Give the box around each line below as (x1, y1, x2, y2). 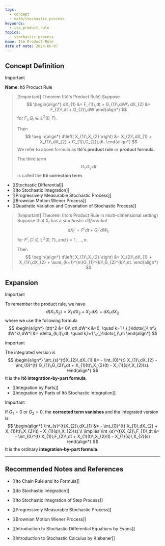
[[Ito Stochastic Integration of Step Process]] (12, 497, 103, 503)
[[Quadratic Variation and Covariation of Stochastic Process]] (12, 203, 137, 208)
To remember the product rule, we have (5, 301, 85, 307)
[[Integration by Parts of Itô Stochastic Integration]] (12, 390, 116, 396)
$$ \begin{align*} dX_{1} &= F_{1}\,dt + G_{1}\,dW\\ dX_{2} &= (26, 102, 151, 107)
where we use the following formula (5, 317, 78, 324)
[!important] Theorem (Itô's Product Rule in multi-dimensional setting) (17, 212, 158, 218)
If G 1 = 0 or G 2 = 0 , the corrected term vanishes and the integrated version (5, 409, 159, 416)
